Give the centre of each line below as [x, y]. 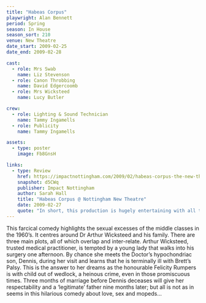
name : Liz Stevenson [44, 74]
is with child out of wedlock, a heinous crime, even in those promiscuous [98, 273]
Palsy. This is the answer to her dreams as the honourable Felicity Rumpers [101, 267]
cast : [13, 63]
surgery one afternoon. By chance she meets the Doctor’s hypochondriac [99, 254]
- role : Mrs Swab [34, 69]
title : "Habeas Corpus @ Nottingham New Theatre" [82, 199]
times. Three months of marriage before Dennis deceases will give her [95, 280]
